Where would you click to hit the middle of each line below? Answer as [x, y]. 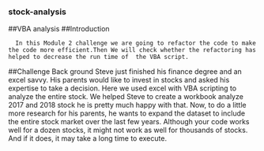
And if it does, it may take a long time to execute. [88, 138]
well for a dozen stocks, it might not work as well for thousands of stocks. [128, 130]
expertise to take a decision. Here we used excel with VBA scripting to [123, 88]
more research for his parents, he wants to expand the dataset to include [127, 113]
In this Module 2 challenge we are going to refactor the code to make [136, 43]
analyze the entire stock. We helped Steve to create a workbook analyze [126, 97]
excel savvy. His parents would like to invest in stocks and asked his [119, 80]
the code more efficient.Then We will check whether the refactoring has [132, 50]
